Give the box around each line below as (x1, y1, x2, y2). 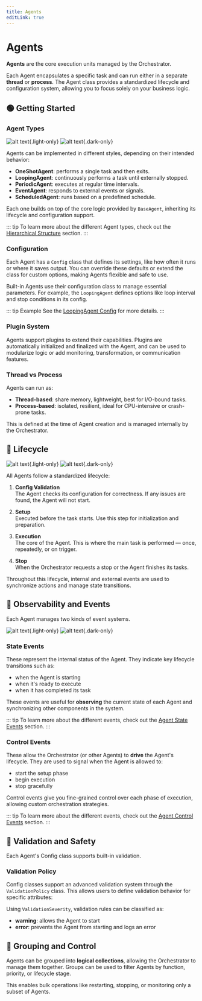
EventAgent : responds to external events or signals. (14, 187, 145, 194)
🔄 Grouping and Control (6, 941, 96, 951)
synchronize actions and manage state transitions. (6, 582, 131, 589)
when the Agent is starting (14, 673, 81, 681)
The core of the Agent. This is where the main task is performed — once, (14, 539, 197, 546)
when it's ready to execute (14, 680, 81, 687)
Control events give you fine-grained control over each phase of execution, (6, 794, 193, 801)
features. (6, 355, 29, 363)
